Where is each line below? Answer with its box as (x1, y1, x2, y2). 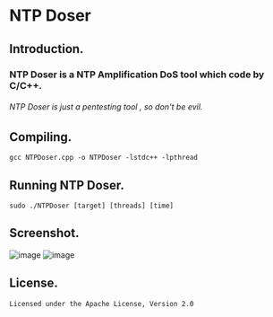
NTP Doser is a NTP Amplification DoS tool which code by (9, 68, 265, 81)
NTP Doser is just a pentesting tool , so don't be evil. (9, 101, 203, 112)
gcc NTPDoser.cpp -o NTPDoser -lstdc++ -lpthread (9, 154, 199, 163)
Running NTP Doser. (9, 177, 125, 193)
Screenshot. (9, 225, 80, 241)
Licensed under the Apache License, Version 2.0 (9, 299, 194, 308)
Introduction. (9, 41, 84, 57)
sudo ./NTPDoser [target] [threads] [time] (9, 201, 175, 210)
